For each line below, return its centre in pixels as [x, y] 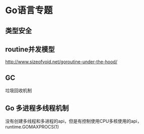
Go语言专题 [29, 10]
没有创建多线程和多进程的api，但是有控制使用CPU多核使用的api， [74, 121]
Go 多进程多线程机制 [37, 108]
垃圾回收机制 [18, 91]
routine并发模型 [30, 49]
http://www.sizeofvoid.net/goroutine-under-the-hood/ [61, 62]
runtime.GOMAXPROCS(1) [32, 127]
